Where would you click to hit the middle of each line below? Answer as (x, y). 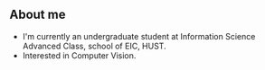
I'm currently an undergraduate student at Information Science (139, 36)
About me (38, 15)
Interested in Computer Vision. (79, 55)
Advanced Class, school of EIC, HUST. (94, 46)
